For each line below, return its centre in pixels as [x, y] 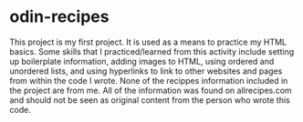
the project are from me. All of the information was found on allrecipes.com [151, 90]
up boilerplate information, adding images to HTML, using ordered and [142, 61]
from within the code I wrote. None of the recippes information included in [149, 80]
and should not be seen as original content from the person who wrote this [150, 100]
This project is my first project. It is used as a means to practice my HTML [148, 42]
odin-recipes [59, 17]
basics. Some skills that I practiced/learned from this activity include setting [152, 51]
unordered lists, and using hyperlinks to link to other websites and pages [146, 71]
